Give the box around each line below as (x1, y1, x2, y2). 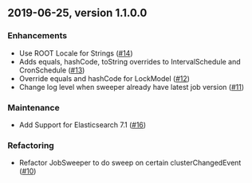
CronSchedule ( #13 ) (18, 65, 85, 75)
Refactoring (7, 139, 55, 150)
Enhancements (7, 30, 68, 41)
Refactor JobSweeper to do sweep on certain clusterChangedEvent (18, 158, 242, 168)
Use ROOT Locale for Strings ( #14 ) (18, 48, 133, 58)
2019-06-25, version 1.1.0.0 (7, 6, 148, 20)
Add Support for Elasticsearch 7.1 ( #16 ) (18, 119, 147, 130)
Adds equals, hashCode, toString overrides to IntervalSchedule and (18, 56, 241, 66)
